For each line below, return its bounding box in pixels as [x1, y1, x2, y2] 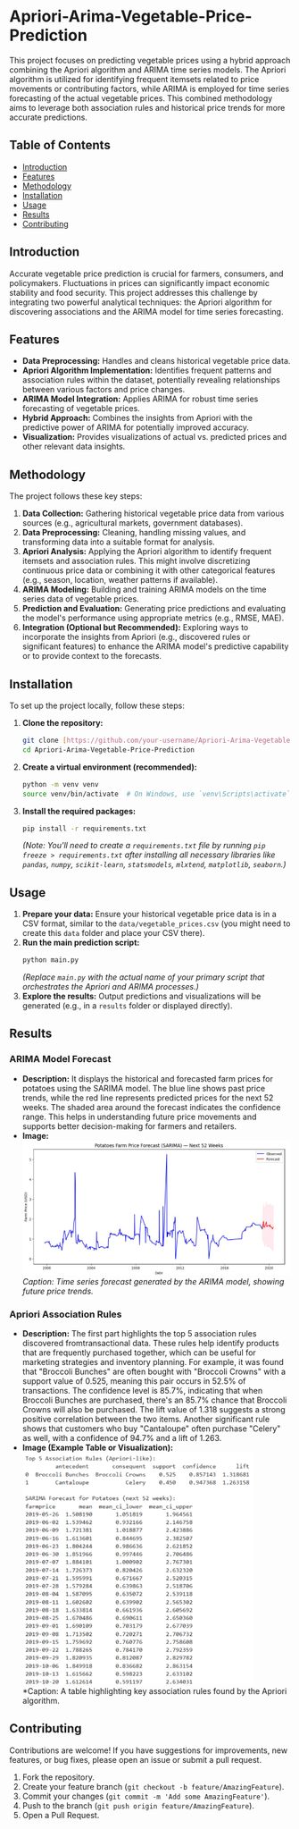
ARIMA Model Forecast [9, 1053, 112, 1066]
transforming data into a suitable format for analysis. [21, 536, 216, 547]
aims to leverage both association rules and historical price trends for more [9, 102, 286, 113]
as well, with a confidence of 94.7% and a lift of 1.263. [21, 1433, 222, 1443]
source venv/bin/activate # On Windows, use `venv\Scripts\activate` [21, 789, 291, 798]
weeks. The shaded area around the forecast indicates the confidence [21, 1101, 281, 1112]
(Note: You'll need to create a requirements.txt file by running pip [21, 840, 266, 851]
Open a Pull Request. [21, 1809, 100, 1820]
